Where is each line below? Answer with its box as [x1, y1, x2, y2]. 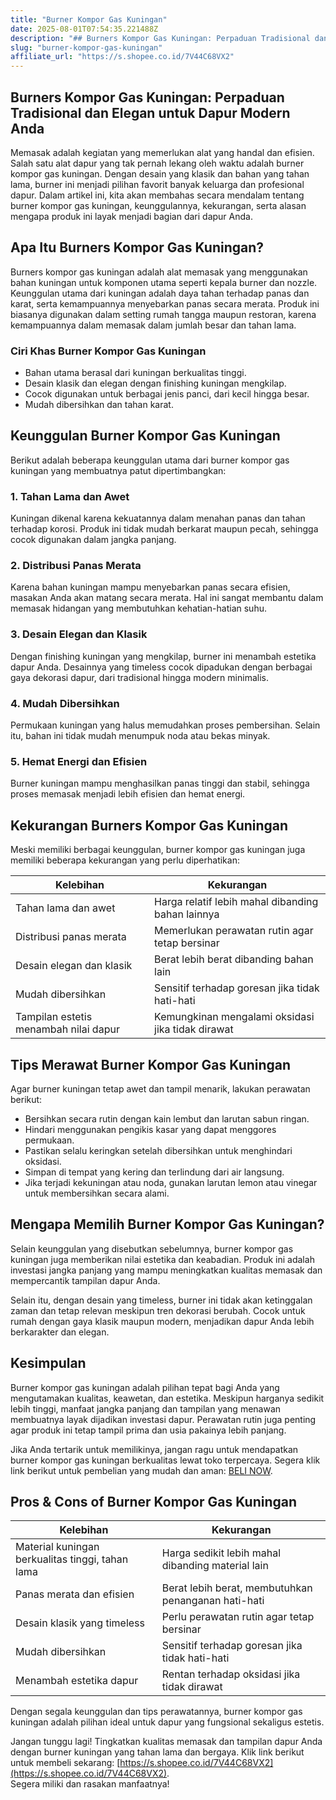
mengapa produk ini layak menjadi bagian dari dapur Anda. [10, 210, 253, 222]
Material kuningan [15, 1540, 100, 1554]
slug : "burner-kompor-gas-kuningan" [10, 42, 163, 53]
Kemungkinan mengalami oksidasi [154, 1010, 315, 1024]
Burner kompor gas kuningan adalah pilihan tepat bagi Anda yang [10, 1381, 280, 1393]
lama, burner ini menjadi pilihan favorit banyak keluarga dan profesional [10, 178, 305, 190]
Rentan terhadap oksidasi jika [161, 1667, 301, 1681]
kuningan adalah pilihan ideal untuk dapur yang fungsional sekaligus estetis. [10, 1716, 325, 1728]
